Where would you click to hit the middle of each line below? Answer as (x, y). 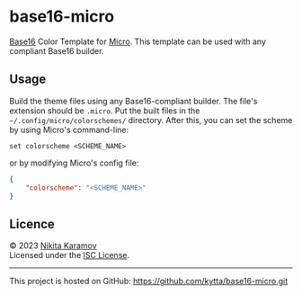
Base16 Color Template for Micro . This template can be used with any (138, 41)
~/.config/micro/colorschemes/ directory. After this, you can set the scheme (151, 120)
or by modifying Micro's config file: (74, 163)
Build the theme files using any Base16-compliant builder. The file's (133, 101)
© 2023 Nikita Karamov (53, 246)
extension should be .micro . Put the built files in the (105, 111)
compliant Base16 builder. (57, 50)
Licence (32, 223)
